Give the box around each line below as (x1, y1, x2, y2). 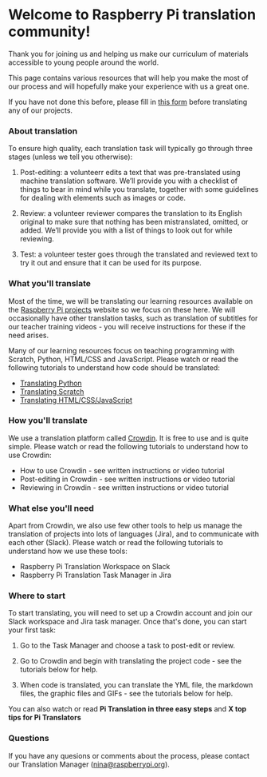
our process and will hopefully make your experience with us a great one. (8, 82, 249, 91)
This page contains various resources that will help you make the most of (8, 73, 249, 82)
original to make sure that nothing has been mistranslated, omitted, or (19, 217, 249, 227)
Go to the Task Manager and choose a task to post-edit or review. (19, 641, 235, 651)
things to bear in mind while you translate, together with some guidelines (19, 185, 259, 194)
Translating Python (19, 378, 82, 388)
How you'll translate (8, 415, 88, 426)
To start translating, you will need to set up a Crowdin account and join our (8, 608, 253, 618)
